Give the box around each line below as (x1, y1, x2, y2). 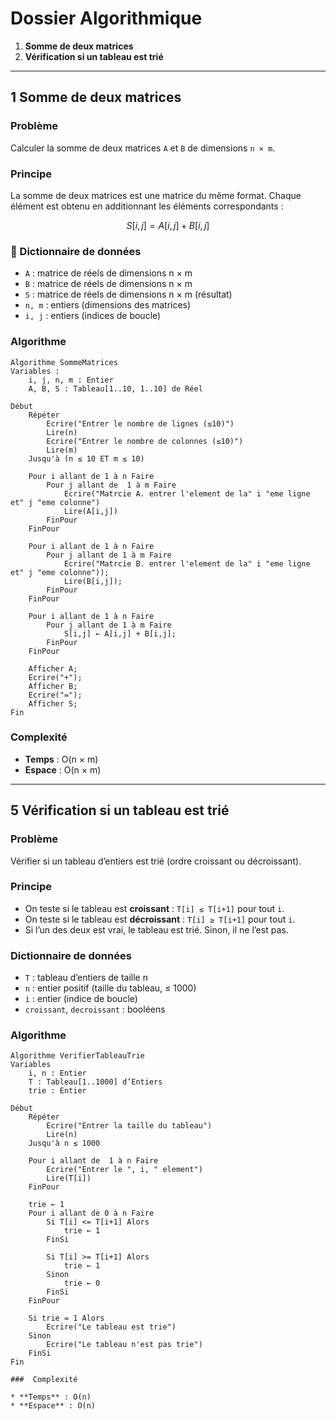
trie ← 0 (63, 1278, 101, 1289)
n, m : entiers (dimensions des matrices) (24, 299, 192, 311)
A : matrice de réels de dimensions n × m (24, 267, 193, 279)
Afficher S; (28, 698, 78, 709)
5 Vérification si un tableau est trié (10, 802, 230, 819)
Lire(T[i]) (46, 1173, 92, 1184)
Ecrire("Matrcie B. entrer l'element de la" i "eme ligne (63, 558, 311, 569)
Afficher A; (28, 663, 78, 674)
